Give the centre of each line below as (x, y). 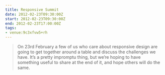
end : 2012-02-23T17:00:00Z (33, 23)
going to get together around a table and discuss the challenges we (86, 52)
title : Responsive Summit (32, 10)
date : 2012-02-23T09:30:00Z (34, 14)
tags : (11, 28)
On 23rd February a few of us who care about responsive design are (87, 47)
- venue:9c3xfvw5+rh (27, 33)
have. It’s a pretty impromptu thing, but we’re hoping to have (79, 57)
